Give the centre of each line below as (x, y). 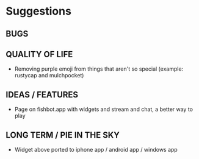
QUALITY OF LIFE (39, 54)
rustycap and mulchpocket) (49, 76)
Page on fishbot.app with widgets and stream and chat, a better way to (104, 109)
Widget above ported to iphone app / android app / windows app (96, 150)
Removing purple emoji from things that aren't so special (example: (99, 69)
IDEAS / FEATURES (42, 95)
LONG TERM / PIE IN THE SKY (63, 135)
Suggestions (38, 11)
